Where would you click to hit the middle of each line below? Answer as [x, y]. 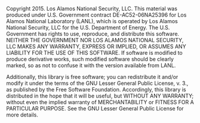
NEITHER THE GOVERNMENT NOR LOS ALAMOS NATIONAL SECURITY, [95, 40]
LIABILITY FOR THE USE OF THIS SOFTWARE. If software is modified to [95, 53]
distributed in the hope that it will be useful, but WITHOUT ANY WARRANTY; [100, 96]
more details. [22, 115]
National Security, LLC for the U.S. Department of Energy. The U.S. [88, 27]
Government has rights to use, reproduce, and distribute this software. [93, 34]
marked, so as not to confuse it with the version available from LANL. [91, 65]
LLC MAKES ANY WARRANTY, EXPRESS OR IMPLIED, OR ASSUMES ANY [96, 46]
